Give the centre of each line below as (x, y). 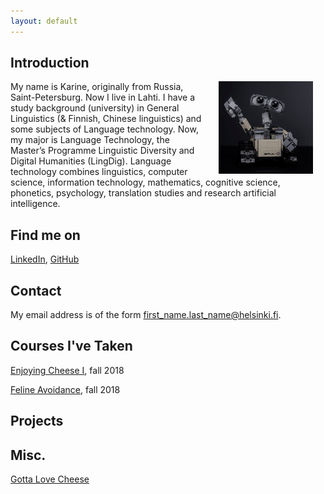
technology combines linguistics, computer (99, 172)
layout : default (44, 21)
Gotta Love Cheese (50, 479)
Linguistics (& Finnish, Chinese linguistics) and (106, 119)
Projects (37, 421)
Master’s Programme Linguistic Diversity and (102, 151)
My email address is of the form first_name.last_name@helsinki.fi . (146, 315)
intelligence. (35, 204)
